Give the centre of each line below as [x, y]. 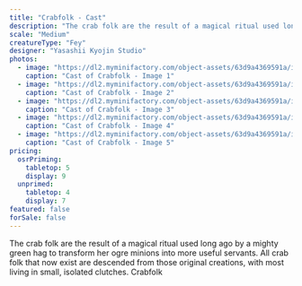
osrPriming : [40, 159]
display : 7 [46, 201]
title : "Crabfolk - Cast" [58, 17]
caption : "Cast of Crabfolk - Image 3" [100, 109]
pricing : [26, 151]
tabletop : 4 [48, 193]
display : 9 [46, 176]
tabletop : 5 [48, 168]
